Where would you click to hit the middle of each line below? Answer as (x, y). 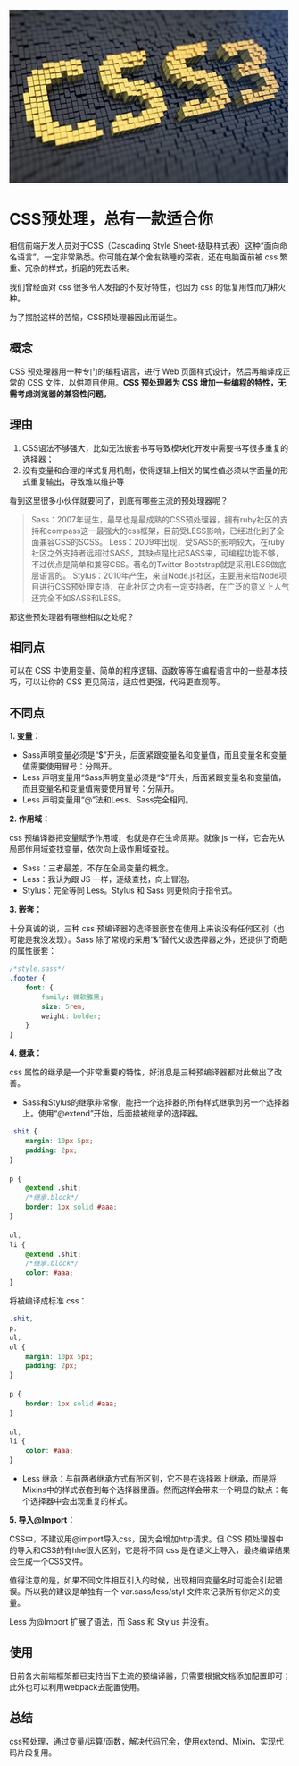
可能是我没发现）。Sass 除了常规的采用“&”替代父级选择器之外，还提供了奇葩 (148, 939)
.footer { (28, 979)
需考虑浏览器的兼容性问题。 (60, 394)
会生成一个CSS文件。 (49, 1561)
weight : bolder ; (71, 1016)
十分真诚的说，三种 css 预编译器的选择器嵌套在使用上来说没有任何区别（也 (147, 929)
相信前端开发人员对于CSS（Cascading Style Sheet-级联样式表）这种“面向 (145, 245)
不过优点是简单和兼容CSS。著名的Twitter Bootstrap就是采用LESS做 (154, 564)
